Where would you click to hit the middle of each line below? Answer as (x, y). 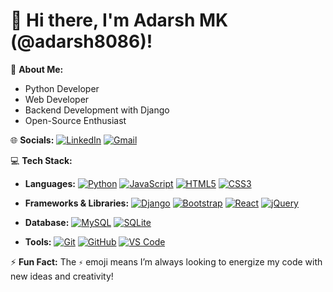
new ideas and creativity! (62, 276)
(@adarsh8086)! (81, 41)
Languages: (50, 183)
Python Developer (62, 88)
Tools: (38, 241)
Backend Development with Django (97, 110)
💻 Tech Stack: (41, 160)
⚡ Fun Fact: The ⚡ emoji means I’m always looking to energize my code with (166, 261)
